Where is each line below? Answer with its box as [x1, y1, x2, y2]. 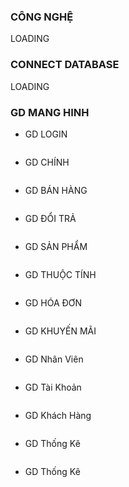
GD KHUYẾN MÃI [24, 325, 97, 337]
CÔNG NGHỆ [10, 10, 74, 24]
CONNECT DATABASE [10, 58, 120, 72]
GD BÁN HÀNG [24, 184, 88, 196]
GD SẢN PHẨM [24, 240, 88, 252]
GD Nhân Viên [24, 353, 84, 365]
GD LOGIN [24, 128, 68, 140]
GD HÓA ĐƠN [24, 296, 83, 309]
